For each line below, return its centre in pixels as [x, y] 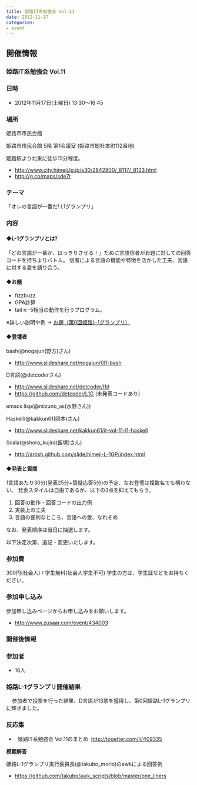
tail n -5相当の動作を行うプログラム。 [60, 310]
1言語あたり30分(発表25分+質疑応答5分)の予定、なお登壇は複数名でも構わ [96, 483]
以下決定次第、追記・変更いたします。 [52, 543]
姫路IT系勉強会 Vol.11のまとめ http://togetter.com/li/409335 [90, 739]
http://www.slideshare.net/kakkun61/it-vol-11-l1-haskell [81, 430]
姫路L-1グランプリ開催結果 [44, 687]
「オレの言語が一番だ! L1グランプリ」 [51, 207]
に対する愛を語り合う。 [34, 267]
